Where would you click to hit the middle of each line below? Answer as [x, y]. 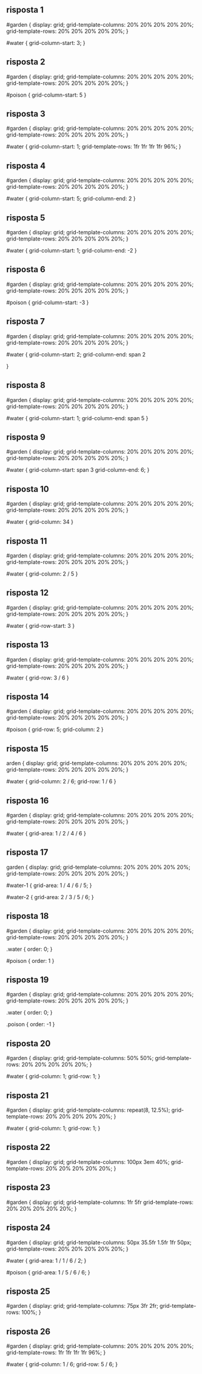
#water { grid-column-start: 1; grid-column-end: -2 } [72, 251]
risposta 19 [28, 980]
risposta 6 [26, 270]
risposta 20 [29, 1043]
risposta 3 [26, 114]
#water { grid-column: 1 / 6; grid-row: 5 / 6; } [62, 1364]
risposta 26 [28, 1331]
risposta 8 [26, 385]
